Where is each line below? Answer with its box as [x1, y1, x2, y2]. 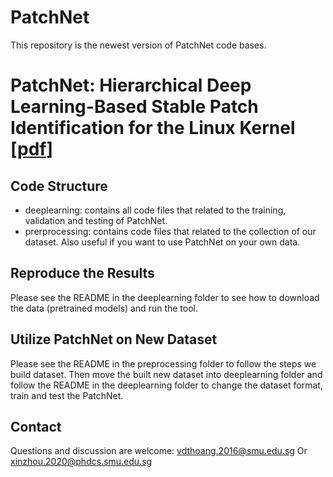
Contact [10, 418, 62, 435]
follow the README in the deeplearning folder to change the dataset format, [10, 379, 323, 391]
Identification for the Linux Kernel [10, 117, 296, 140]
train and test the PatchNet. [10, 389, 124, 401]
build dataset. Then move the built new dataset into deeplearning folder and [10, 368, 323, 380]
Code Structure [10, 177, 108, 195]
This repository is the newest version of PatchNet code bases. [10, 39, 267, 51]
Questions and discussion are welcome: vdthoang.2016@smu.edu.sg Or [10, 445, 308, 457]
